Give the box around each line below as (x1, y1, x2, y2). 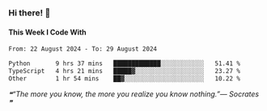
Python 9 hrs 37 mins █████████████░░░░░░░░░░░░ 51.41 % (8, 60, 241, 68)
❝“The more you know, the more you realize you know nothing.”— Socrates (8, 88, 260, 99)
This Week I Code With (8, 27, 87, 37)
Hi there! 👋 (8, 7, 51, 18)
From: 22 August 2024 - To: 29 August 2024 (8, 45, 158, 53)
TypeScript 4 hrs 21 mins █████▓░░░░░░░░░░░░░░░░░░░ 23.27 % (8, 67, 241, 75)
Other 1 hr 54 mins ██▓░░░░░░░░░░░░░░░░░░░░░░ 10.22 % (8, 74, 241, 83)
